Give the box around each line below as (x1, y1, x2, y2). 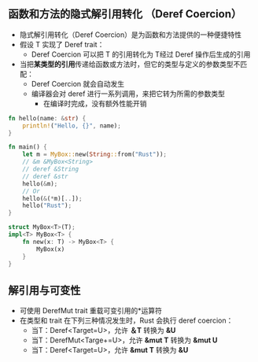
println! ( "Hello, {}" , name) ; (22, 121, 122, 130)
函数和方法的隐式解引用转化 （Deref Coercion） (8, 7, 242, 21)
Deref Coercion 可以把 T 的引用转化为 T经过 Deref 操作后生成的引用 (31, 50, 251, 59)
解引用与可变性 (8, 283, 81, 297)
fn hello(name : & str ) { (8, 114, 87, 122)
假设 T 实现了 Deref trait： (19, 39, 105, 49)
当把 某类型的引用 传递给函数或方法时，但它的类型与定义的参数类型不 (19, 59, 241, 68)
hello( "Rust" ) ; (22, 201, 72, 210)
